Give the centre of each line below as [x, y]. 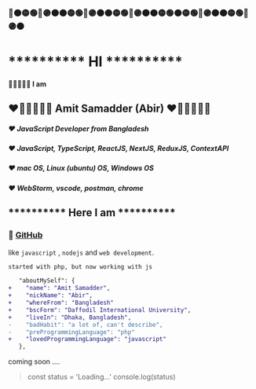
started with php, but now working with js [80, 266]
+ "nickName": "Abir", [50, 295]
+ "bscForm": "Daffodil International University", [100, 310]
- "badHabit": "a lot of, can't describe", [86, 325]
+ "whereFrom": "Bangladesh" [61, 303]
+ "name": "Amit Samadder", [59, 288]
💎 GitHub [26, 235]
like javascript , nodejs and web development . [81, 252]
